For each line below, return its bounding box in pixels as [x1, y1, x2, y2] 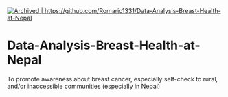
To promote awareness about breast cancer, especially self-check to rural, [7, 74, 218, 83]
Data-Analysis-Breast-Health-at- [7, 38, 201, 53]
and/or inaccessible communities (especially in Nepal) [7, 82, 161, 90]
